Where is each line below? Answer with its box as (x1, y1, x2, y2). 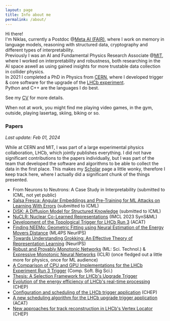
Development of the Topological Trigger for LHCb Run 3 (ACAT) (12, 219, 146, 225)
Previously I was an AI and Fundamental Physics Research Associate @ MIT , (5, 52, 164, 59)
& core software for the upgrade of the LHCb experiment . (5, 79, 125, 85)
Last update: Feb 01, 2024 (5, 134, 60, 140)
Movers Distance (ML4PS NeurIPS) (12, 229, 86, 236)
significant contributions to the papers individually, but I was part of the (5, 155, 155, 161)
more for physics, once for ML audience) (12, 256, 98, 262)
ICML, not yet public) (12, 192, 57, 198)
